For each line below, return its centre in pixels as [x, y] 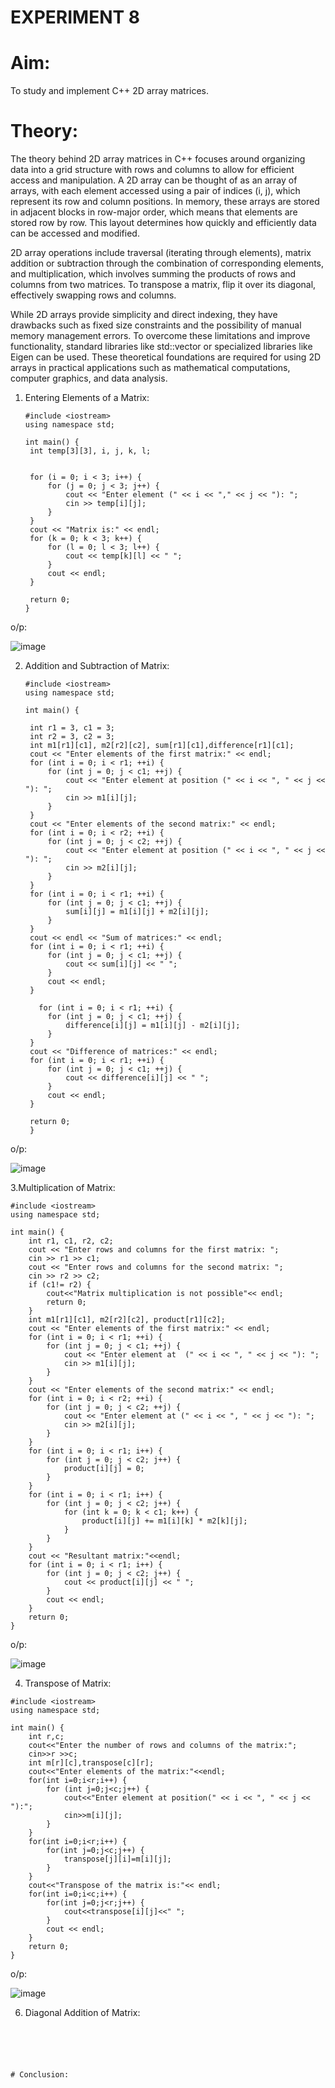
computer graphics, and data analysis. [89, 378]
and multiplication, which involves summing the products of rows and [153, 274]
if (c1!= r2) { [60, 1285]
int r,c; [46, 1737]
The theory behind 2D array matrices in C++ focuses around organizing [158, 159]
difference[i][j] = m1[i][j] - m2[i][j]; [153, 1026]
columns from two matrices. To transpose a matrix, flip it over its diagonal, [163, 285]
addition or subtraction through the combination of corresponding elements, [167, 263]
